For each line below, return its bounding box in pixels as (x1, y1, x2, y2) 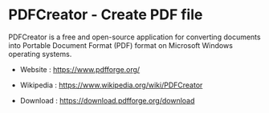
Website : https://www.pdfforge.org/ (19, 64, 141, 74)
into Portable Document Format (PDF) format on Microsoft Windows (8, 40, 233, 50)
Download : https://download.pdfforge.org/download (19, 95, 195, 105)
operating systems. (8, 49, 72, 59)
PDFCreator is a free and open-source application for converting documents (8, 32, 261, 42)
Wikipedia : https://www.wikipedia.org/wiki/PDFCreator (19, 80, 203, 90)
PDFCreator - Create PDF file (8, 6, 203, 24)
